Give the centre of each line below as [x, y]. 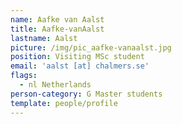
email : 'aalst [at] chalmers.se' [80, 66]
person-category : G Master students [86, 94]
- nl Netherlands [55, 85]
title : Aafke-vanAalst [57, 29]
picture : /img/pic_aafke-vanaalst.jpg [91, 47]
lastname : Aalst [44, 38]
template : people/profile [64, 103]
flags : [24, 76]
